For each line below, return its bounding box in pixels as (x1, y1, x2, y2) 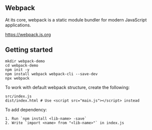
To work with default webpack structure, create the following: (5, 84, 130, 90)
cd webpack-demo (5, 63, 38, 68)
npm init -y (5, 67, 30, 72)
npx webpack (5, 76, 30, 81)
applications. (5, 22, 31, 28)
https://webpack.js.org (5, 31, 51, 37)
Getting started (5, 46, 53, 54)
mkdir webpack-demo (5, 59, 45, 64)
